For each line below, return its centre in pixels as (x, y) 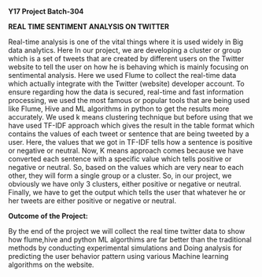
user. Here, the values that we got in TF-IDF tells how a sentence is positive (131, 142)
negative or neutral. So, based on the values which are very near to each (126, 167)
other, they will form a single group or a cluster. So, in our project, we (120, 175)
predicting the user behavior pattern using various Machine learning (118, 256)
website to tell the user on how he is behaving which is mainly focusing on (129, 67)
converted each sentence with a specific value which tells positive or (120, 159)
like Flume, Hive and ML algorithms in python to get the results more (119, 109)
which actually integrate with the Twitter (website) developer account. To (127, 83)
